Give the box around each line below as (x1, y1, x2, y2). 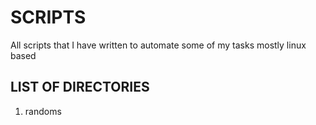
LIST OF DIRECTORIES (10, 79, 150, 96)
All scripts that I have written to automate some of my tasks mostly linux (10, 39, 307, 51)
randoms (24, 105, 62, 117)
